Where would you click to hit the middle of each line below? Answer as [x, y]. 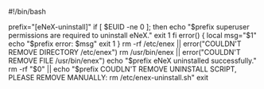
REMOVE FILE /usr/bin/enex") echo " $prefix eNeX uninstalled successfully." [132, 60]
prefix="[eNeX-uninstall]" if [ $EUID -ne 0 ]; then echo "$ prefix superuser [129, 27]
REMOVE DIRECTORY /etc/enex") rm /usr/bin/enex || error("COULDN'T [124, 52]
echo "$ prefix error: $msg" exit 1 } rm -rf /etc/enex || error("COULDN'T [125, 44]
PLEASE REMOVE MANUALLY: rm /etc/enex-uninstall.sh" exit [109, 77]
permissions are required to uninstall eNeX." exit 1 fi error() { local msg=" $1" [132, 35]
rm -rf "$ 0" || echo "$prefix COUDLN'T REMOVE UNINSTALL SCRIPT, [122, 69]
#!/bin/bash [27, 12]
